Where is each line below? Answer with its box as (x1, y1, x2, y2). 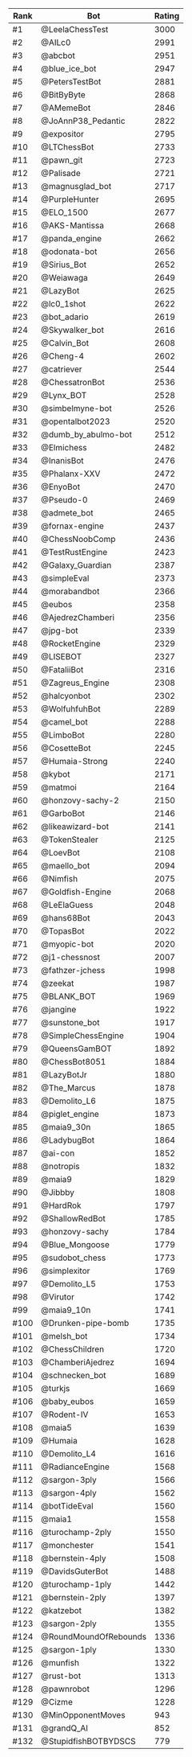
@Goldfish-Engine (41, 886, 112, 897)
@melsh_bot (41, 1331, 88, 1341)
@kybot (41, 769, 70, 779)
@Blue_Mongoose (41, 1239, 110, 1250)
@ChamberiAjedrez (41, 1357, 114, 1368)
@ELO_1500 (41, 207, 89, 218)
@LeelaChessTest (41, 24, 109, 35)
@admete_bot (41, 507, 94, 518)
